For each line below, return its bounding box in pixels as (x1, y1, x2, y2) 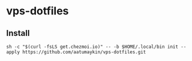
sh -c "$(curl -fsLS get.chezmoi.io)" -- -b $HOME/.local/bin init (6, 44, 179, 50)
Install (6, 28, 30, 38)
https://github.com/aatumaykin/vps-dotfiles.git (22, 49, 146, 55)
